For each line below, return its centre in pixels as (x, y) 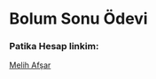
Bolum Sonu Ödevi (78, 19)
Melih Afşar (30, 65)
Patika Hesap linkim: (54, 47)
